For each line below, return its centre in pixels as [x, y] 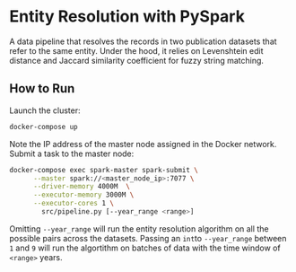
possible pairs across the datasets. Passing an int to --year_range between [148, 238]
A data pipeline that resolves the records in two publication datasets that [143, 41]
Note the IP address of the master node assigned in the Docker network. [143, 144]
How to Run [42, 88]
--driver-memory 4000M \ [81, 187]
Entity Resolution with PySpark [127, 17]
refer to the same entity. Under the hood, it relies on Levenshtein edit [136, 50]
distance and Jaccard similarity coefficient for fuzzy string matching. [137, 60]
